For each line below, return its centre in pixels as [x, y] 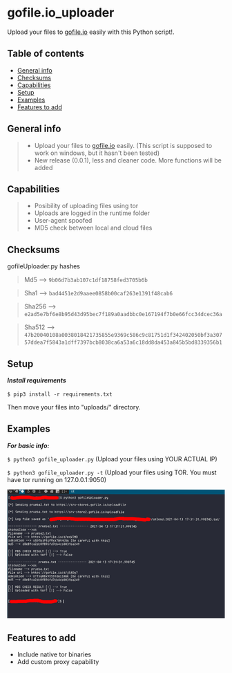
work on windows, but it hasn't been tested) [97, 153]
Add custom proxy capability [58, 662]
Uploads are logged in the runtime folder [92, 213]
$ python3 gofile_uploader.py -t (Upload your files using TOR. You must [112, 472]
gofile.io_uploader [61, 13]
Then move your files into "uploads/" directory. [74, 407]
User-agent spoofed [63, 221]
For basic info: [28, 445]
